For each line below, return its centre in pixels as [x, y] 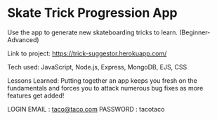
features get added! [36, 95]
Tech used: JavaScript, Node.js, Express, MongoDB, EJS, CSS [97, 67]
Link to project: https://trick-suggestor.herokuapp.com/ [87, 53]
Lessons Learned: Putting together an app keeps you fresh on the [103, 80]
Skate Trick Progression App [92, 13]
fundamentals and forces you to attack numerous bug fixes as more [105, 88]
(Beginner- [195, 32]
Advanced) [24, 39]
